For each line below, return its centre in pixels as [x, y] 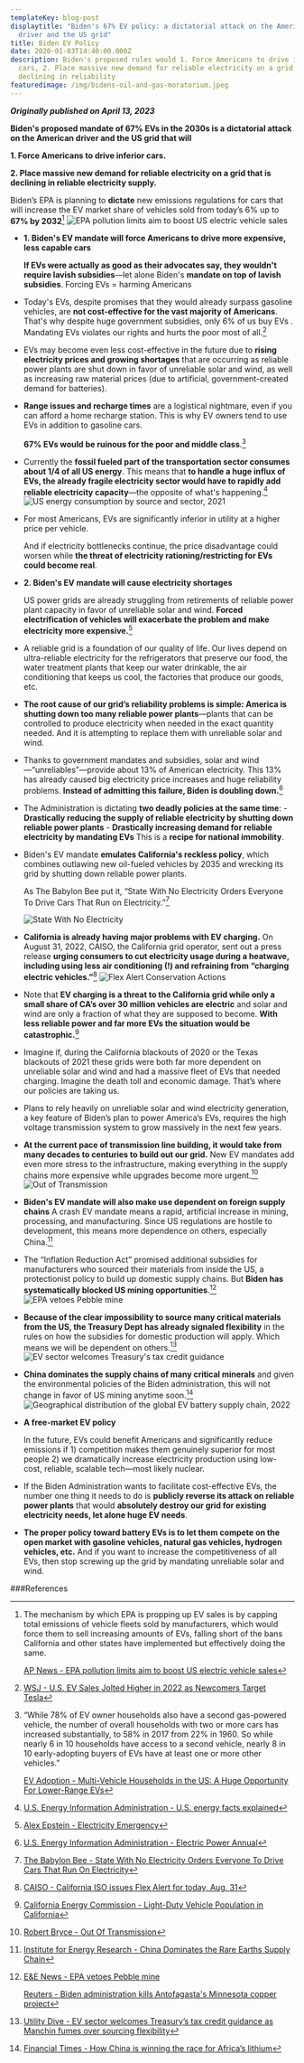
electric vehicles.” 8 [60, 976]
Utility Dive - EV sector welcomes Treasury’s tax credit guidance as [148, 2021]
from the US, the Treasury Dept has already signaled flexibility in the [154, 1326]
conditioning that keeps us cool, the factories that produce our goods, [153, 677]
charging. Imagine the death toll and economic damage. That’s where [152, 1080]
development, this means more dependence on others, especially [145, 1231]
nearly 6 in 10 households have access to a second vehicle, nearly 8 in [155, 1743]
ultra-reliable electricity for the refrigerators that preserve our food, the [155, 657]
